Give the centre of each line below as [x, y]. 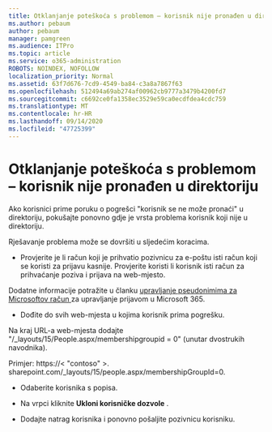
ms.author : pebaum [39, 24]
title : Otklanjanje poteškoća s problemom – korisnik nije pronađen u [130, 16]
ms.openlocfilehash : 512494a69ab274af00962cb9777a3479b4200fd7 [117, 91]
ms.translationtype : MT [49, 106]
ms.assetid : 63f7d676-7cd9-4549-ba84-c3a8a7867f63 [96, 83]
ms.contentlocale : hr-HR [50, 114]
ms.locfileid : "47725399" [52, 129]
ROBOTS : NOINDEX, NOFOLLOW [54, 69]
